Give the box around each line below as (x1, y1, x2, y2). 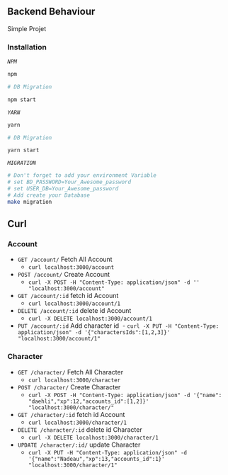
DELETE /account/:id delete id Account (17, 307, 132, 315)
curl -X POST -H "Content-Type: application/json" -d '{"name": (28, 391, 222, 399)
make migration (7, 198, 52, 205)
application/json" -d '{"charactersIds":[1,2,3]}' (17, 329, 171, 336)
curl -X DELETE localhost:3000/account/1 (28, 315, 152, 323)
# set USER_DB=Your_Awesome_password (7, 185, 119, 193)
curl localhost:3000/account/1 (28, 300, 121, 307)
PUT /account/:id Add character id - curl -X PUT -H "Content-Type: (17, 321, 220, 330)
